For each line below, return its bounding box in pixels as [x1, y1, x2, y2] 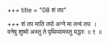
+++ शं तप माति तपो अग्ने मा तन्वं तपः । [7, 20, 97, 28]
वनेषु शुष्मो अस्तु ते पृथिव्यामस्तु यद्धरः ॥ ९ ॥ [7, 28, 102, 35]
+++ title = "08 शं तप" [7, 6, 67, 14]
